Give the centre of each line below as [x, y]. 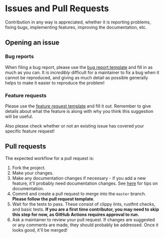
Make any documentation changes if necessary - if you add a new [79, 178]
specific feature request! [30, 131]
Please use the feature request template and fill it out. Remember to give [78, 106]
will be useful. [19, 116]
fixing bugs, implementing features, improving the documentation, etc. [76, 27]
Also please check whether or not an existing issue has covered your [75, 126]
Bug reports [20, 57]
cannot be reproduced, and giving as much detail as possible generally [77, 77]
